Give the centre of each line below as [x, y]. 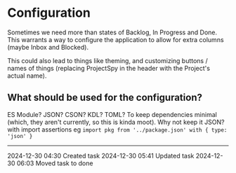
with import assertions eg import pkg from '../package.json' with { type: [117, 129]
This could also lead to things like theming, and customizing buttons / [108, 60]
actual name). [27, 76]
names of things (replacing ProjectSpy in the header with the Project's [109, 68]
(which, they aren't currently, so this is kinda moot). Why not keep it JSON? [116, 122]
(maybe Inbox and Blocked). [48, 47]
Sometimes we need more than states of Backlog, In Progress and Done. [112, 32]
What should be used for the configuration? [105, 98]
